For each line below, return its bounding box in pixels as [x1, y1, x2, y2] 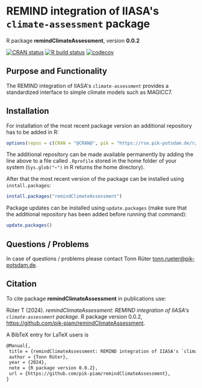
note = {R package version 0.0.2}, [8, 365, 98, 371]
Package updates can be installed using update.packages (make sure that [6, 204, 188, 211]
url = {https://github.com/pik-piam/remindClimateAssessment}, [8, 371, 171, 377]
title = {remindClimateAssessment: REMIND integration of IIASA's [8, 348, 179, 354]
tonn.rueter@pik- [152, 255, 195, 262]
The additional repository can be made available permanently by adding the [6, 151, 194, 158]
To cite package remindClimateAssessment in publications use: [6, 295, 167, 302]
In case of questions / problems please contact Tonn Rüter [6, 255, 151, 262]
